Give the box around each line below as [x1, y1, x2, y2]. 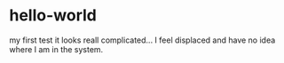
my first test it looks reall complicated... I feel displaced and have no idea [9, 35, 276, 45]
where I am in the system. [9, 43, 104, 54]
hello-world [9, 5, 98, 26]
